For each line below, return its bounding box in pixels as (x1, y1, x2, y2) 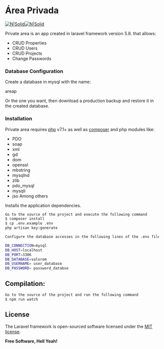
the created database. (5, 103, 50, 109)
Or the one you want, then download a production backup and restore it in (5, 98, 154, 104)
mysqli (12, 188, 26, 194)
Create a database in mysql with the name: (5, 79, 91, 85)
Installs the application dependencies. (5, 202, 82, 208)
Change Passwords (12, 55, 52, 61)
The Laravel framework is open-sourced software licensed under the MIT (5, 323, 153, 329)
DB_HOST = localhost (5, 247, 42, 253)
